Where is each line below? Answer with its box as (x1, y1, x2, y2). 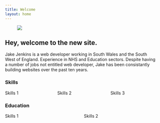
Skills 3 (110, 90, 125, 96)
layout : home (5, 12, 31, 16)
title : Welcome (5, 7, 36, 12)
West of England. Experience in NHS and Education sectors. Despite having (5, 57, 156, 62)
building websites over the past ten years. (5, 67, 88, 73)
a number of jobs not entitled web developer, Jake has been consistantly (5, 61, 150, 68)
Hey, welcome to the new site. (5, 38, 98, 46)
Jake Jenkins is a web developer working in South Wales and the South (5, 51, 147, 57)
